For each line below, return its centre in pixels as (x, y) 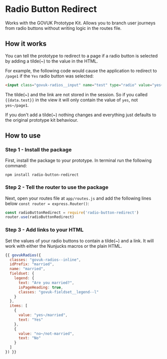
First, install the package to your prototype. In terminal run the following (79, 160)
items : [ (19, 306)
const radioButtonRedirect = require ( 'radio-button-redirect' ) (72, 213)
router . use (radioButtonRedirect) (40, 217)
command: (16, 166)
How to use (23, 136)
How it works (26, 44)
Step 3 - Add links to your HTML (44, 230)
